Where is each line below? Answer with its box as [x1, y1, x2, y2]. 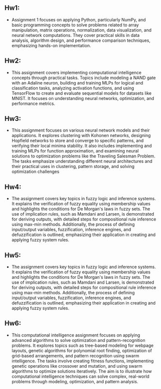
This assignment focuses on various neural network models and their [11, 127, 150, 133]
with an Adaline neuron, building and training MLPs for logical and [11, 80, 144, 85]
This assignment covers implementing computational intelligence [11, 69, 142, 75]
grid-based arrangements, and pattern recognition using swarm [11, 353, 139, 358]
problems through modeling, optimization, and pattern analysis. [11, 378, 139, 384]
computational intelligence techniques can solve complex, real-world [11, 373, 150, 379]
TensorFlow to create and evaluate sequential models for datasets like [11, 90, 152, 96]
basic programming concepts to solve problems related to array [11, 22, 139, 28]
